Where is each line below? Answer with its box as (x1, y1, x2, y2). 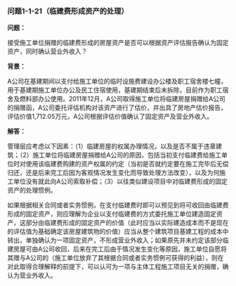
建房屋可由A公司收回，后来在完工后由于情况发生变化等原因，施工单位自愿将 (7, 245, 227, 254)
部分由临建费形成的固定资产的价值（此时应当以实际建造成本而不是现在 (25, 219, 229, 227)
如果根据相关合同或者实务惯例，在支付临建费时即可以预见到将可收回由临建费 (7, 201, 229, 209)
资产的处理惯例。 (7, 186, 57, 195)
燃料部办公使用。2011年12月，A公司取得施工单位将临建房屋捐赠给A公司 (19, 95, 226, 103)
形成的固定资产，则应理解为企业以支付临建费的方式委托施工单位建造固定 (7, 209, 216, 219)
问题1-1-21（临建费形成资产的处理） (7, 6, 129, 15)
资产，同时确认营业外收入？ (7, 47, 88, 56)
